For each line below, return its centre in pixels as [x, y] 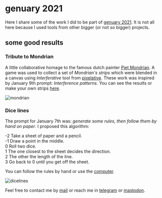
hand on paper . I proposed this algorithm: [47, 126]
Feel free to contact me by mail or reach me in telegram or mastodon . [75, 190]
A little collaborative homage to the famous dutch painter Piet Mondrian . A [80, 67]
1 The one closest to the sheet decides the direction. [58, 151]
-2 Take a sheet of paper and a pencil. [44, 136]
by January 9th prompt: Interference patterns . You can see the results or [79, 83]
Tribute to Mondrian [29, 57]
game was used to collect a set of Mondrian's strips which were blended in [81, 73]
